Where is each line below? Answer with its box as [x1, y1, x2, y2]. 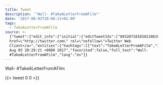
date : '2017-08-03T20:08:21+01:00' [5, 16, 77, 21]
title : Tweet [5, 7, 32, 12]
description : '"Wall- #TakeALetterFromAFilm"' [5, 12, 101, 17]
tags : [5, 20, 16, 26]
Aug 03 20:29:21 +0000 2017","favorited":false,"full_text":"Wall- [9, 48, 149, 52]
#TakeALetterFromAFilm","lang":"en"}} [9, 52, 88, 57]
